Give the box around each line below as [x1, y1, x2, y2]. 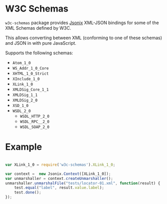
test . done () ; [14, 190, 42, 195]
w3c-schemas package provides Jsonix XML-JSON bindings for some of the [5, 20, 159, 26]
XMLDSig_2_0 [12, 97, 38, 103]
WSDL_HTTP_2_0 [20, 114, 50, 119]
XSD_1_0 [12, 103, 29, 108]
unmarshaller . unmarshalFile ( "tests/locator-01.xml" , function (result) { [5, 180, 160, 186]
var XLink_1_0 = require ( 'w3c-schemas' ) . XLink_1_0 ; [5, 162, 115, 167]
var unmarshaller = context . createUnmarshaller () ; [5, 176, 113, 181]
